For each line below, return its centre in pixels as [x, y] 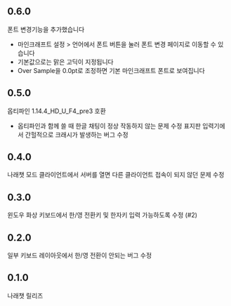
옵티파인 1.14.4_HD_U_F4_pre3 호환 [57, 111]
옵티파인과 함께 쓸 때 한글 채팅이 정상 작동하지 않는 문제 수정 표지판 [109, 126]
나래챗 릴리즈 [25, 295]
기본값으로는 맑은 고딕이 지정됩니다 [65, 62]
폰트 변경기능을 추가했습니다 [46, 29]
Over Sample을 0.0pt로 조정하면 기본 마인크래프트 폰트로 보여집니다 [111, 70]
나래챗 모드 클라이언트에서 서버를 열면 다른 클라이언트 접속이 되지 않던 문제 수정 [116, 175]
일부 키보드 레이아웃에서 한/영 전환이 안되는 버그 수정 [80, 255]
